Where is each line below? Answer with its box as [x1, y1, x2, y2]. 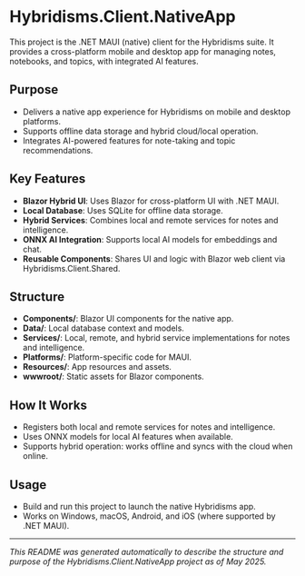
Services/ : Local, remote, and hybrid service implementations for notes [22, 333, 290, 343]
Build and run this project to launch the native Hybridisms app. [22, 502, 256, 511]
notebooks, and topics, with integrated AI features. [9, 55, 199, 66]
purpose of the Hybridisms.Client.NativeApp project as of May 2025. [9, 556, 267, 567]
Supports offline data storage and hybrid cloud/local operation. [22, 125, 259, 136]
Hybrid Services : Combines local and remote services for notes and [22, 214, 279, 225]
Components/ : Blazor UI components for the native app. [22, 313, 234, 324]
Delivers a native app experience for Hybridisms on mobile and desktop [22, 106, 290, 117]
